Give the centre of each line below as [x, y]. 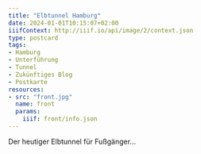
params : [28, 112]
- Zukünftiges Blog [41, 75]
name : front [35, 104]
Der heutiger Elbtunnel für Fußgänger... [72, 141]
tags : [17, 45]
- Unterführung [33, 60]
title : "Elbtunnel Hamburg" [55, 15]
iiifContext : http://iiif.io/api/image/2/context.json [101, 30]
